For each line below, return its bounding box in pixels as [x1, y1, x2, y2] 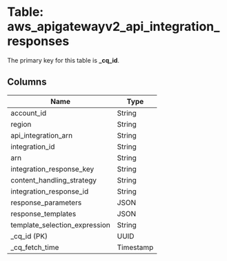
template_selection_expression [10, 220, 110, 229]
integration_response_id [10, 187, 89, 196]
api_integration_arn [10, 130, 73, 140]
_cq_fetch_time [10, 242, 59, 252]
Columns [7, 76, 47, 88]
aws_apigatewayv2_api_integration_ [7, 19, 220, 34]
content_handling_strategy [10, 175, 97, 185]
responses [7, 34, 70, 49]
